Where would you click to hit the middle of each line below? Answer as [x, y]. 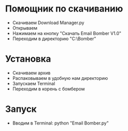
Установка [28, 59]
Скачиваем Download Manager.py [48, 23]
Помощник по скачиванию [64, 9]
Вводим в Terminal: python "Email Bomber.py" [60, 123]
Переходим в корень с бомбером [48, 89]
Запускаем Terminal [34, 83]
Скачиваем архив [31, 73]
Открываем [25, 28]
